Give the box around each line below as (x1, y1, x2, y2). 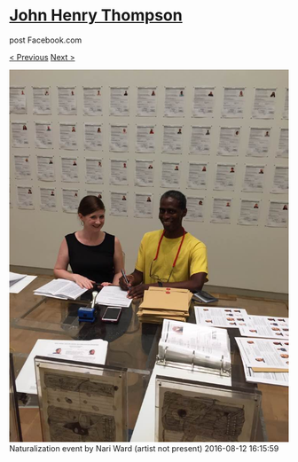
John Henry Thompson (9, 5, 184, 26)
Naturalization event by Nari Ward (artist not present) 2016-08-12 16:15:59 (9, 442, 279, 453)
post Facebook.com (9, 35, 82, 45)
